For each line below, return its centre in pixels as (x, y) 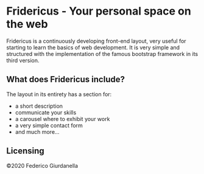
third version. (23, 60)
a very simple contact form (49, 125)
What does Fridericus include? (65, 79)
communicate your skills (46, 112)
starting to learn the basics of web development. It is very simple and (93, 47)
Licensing (25, 151)
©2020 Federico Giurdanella (42, 165)
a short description (39, 106)
